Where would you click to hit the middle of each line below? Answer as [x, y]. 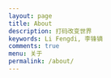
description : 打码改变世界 [50, 31]
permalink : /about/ [41, 62]
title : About [30, 24]
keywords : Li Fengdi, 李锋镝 [56, 39]
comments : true [34, 46]
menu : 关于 [26, 54]
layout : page [30, 16]
